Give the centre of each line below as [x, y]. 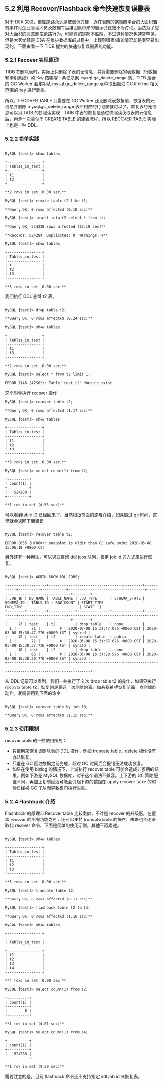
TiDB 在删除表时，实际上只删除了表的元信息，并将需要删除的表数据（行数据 [81, 72]
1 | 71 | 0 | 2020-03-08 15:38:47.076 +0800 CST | [77, 629]
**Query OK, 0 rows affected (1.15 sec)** [49, 715]
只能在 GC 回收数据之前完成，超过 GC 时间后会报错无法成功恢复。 [79, 763]
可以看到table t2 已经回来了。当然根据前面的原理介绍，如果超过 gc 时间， [79, 515]
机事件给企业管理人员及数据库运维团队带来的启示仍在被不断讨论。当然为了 [80, 27]
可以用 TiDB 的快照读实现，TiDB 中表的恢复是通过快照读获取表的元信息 [81, 113]
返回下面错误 [31, 521]
